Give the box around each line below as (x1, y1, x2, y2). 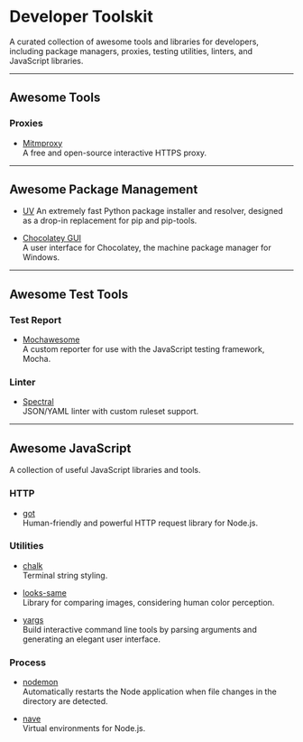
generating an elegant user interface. (22, 634, 161, 645)
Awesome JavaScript (9, 441, 132, 456)
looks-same (22, 587, 68, 598)
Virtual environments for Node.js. (22, 723, 146, 734)
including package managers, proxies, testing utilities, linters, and (9, 45, 253, 56)
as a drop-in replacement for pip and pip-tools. (22, 215, 197, 227)
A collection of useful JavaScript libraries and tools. (9, 465, 201, 476)
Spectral (22, 396, 54, 407)
